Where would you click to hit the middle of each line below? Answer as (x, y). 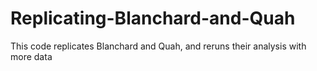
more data (31, 56)
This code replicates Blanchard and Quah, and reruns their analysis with (158, 46)
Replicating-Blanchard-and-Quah (153, 18)
